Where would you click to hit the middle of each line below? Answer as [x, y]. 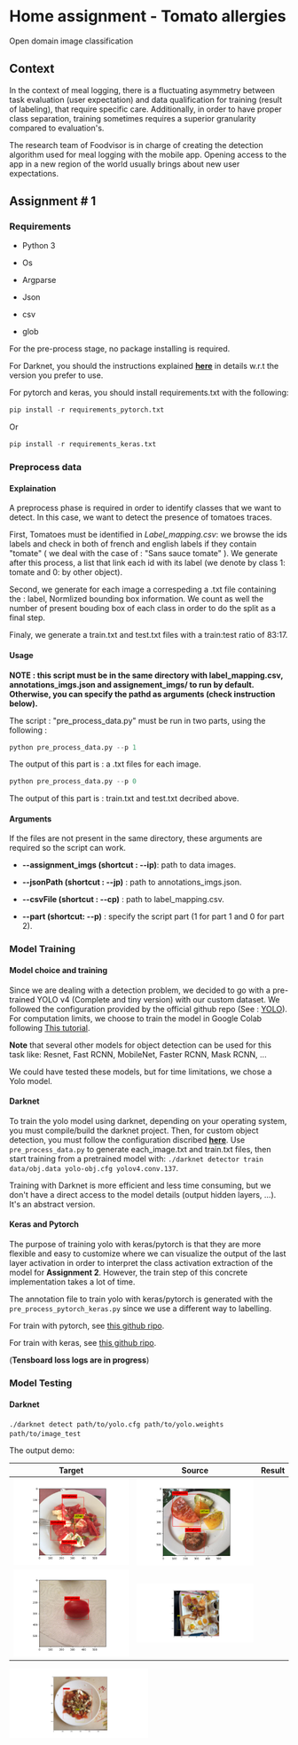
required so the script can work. [68, 848]
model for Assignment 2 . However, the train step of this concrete [129, 1272]
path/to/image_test [45, 1435]
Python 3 [39, 246]
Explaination [33, 488]
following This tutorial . [50, 1027]
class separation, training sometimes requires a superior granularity [133, 118]
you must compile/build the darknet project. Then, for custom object [134, 1130]
